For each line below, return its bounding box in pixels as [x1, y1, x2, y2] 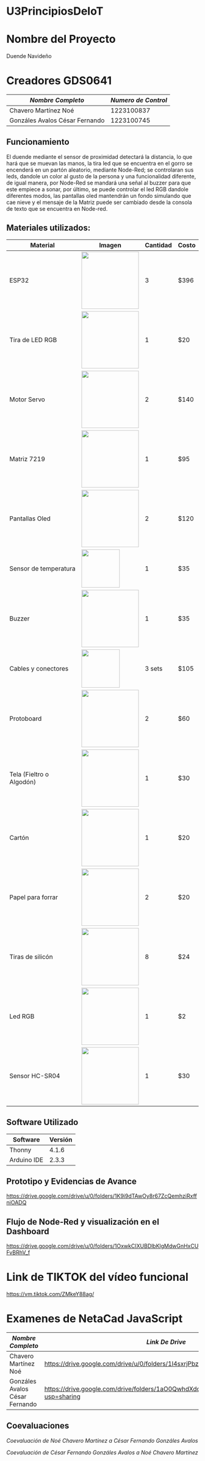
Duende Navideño [6, 53, 52, 60]
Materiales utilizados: [6, 223, 91, 233]
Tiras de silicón [9, 952, 53, 961]
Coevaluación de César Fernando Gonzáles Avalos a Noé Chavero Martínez [6, 1449, 198, 1456]
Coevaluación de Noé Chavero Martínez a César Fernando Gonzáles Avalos [6, 1437, 198, 1444]
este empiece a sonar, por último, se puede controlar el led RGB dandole [6, 185, 189, 193]
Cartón [9, 833, 29, 842]
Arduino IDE [9, 1156, 44, 1164]
